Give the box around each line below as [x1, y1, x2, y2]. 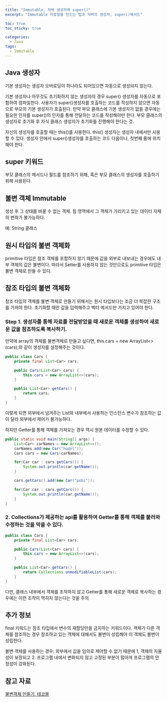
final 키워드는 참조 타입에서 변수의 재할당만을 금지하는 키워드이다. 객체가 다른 [5, 625, 155, 631]
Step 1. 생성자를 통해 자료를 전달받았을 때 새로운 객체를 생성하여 [5, 318, 149, 325]
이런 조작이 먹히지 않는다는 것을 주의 [18, 595, 89, 601]
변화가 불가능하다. [10, 215, 45, 221]
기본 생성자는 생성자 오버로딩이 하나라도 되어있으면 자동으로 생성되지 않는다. [5, 83, 153, 89]
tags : [5, 44, 16, 49]
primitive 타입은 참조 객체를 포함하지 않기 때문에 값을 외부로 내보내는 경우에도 [5, 256, 156, 261]
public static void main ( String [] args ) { [5, 436, 95, 442]
